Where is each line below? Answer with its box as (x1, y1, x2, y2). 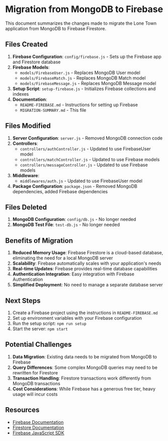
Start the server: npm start (12, 326, 68, 332)
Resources (5, 406, 40, 414)
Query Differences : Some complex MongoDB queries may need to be (12, 364, 157, 371)
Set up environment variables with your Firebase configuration (12, 315, 142, 321)
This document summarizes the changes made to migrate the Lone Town (5, 20, 157, 26)
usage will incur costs (12, 391, 58, 397)
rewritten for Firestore (12, 370, 58, 376)
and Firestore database (12, 59, 61, 65)
